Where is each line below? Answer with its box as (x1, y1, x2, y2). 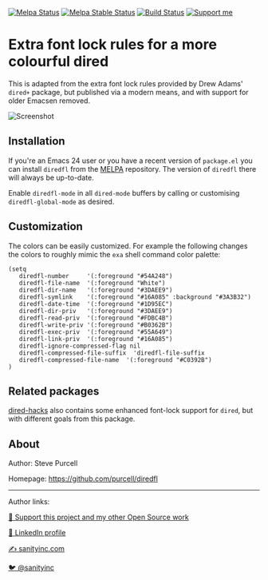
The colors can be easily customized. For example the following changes (8, 240, 248, 251)
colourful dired (8, 53, 109, 71)
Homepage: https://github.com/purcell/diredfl (8, 474, 158, 483)
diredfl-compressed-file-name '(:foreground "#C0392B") (18, 356, 213, 363)
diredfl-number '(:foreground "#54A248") (18, 272, 173, 280)
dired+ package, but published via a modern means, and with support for (8, 87, 249, 97)
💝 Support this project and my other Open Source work (8, 512, 189, 522)
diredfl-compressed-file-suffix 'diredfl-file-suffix (18, 348, 205, 357)
